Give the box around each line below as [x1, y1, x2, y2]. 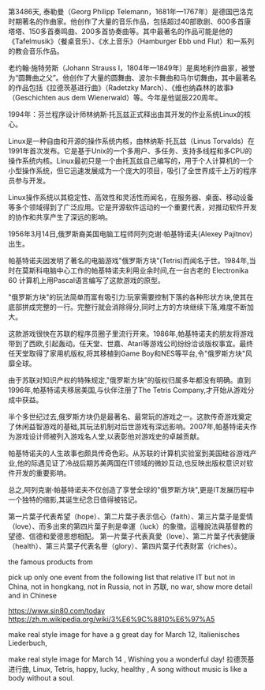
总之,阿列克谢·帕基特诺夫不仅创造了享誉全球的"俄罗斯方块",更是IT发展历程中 [8, 485, 255, 494]
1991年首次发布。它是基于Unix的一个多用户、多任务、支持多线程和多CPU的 [8, 146, 252, 156]
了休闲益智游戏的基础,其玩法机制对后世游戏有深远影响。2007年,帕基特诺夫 [8, 422, 250, 431]
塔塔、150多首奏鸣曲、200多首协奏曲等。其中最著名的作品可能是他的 [8, 27, 233, 36]
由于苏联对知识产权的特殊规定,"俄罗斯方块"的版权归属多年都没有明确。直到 [8, 375, 251, 385]
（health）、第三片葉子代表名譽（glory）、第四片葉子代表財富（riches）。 [8, 541, 242, 551]
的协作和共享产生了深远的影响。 [8, 213, 112, 221]
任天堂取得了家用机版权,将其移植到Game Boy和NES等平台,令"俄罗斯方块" [8, 349, 246, 358]
